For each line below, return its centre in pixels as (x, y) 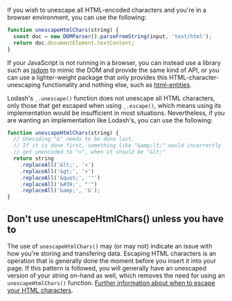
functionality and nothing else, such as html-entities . (117, 84)
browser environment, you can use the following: (77, 17)
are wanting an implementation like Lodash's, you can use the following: (110, 120)
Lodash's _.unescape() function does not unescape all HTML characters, (111, 98)
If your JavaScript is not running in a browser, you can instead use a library (114, 62)
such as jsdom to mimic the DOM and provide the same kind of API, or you (113, 70)
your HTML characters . (40, 290)
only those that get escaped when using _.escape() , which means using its (114, 105)
